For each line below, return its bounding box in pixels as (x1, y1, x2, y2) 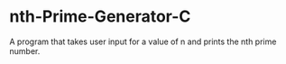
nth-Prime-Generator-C (9, 6, 191, 27)
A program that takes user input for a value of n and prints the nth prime (9, 36, 277, 47)
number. (9, 45, 41, 56)
